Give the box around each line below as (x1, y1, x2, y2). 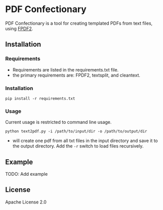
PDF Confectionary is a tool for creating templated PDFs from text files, (5, 20, 152, 26)
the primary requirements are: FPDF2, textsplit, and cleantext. (12, 72, 140, 78)
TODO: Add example (5, 171, 48, 177)
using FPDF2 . (5, 25, 34, 31)
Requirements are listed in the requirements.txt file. (12, 66, 119, 73)
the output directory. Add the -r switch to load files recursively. (12, 143, 144, 149)
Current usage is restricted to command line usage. (5, 119, 112, 125)
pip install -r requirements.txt (5, 96, 75, 101)
